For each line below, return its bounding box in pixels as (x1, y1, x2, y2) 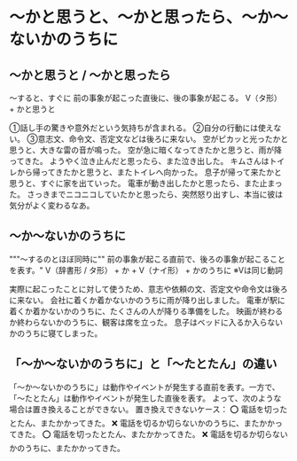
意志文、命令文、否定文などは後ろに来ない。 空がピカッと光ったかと (37, 134, 289, 144)
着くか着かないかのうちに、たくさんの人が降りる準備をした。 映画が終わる (9, 306, 284, 316)
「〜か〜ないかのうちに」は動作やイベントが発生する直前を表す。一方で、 (9, 381, 281, 392)
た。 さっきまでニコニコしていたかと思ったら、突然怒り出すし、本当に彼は (9, 189, 284, 199)
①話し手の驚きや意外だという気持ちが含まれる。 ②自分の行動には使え (9, 122, 274, 133)
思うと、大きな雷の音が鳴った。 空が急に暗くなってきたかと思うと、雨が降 (9, 145, 282, 155)
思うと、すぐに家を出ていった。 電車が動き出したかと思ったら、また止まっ (9, 178, 283, 188)
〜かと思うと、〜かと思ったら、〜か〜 (9, 7, 288, 27)
